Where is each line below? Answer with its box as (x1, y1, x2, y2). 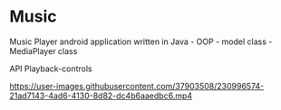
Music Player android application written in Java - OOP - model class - (9, 36, 273, 47)
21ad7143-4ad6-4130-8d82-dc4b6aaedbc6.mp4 (9, 90, 193, 101)
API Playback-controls (9, 63, 92, 74)
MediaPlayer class (9, 45, 78, 56)
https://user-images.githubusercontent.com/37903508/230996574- (9, 80, 265, 91)
